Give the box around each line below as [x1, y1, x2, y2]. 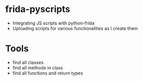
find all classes [12, 59, 44, 65]
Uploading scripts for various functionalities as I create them [12, 25, 138, 31]
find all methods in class [12, 64, 63, 70]
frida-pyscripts [5, 3, 70, 15]
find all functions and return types [12, 70, 83, 76]
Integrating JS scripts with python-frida [12, 20, 95, 26]
